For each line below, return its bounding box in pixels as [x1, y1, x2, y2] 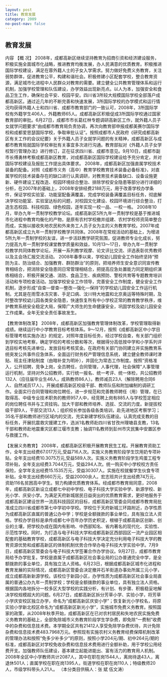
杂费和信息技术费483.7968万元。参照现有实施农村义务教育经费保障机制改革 [5, 629, 160, 635]
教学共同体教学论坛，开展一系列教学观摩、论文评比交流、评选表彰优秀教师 [9, 248, 162, 254]
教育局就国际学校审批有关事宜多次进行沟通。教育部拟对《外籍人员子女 [13, 142, 158, 148]
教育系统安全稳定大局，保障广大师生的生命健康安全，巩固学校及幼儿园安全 [9, 304, 162, 310]
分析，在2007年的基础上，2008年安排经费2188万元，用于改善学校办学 [5, 185, 150, 191]
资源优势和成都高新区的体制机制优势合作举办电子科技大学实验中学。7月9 [9, 542, 159, 548]
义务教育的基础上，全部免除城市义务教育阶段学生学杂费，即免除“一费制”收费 [5, 617, 162, 623]
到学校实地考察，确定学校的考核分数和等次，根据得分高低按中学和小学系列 [5, 339, 158, 345]
